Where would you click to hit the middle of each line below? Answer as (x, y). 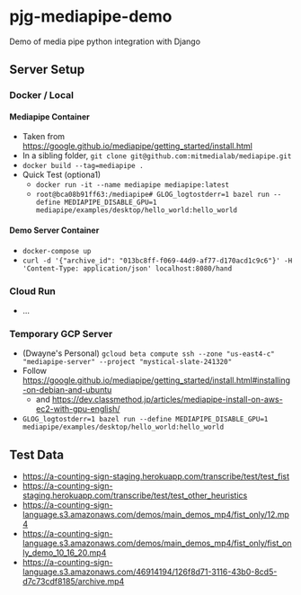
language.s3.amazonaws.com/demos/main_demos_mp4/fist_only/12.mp (156, 515)
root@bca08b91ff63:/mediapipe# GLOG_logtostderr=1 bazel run (152, 195)
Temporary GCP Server (61, 333)
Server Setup (47, 70)
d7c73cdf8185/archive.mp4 (73, 582)
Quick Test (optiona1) (62, 175)
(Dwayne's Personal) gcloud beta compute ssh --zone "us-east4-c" (149, 353)
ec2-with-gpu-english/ (78, 409)
